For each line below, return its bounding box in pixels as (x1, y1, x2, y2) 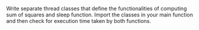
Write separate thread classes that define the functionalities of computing (6, 5, 187, 12)
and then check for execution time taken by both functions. (6, 18, 151, 24)
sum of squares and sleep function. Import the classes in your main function (6, 11, 194, 18)
